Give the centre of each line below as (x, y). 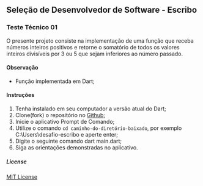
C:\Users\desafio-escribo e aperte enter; (66, 135)
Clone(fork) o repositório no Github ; (60, 115)
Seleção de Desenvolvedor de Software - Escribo (102, 10)
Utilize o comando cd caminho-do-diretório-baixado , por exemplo (98, 128)
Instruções (20, 95)
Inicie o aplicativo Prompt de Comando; (65, 122)
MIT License (22, 177)
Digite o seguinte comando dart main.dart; (68, 141)
